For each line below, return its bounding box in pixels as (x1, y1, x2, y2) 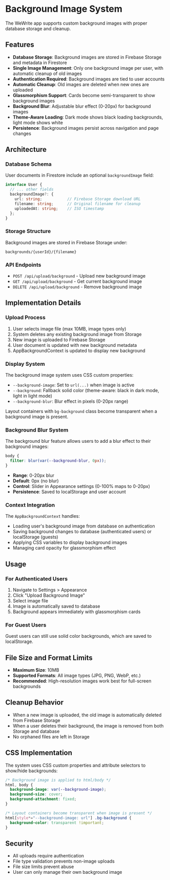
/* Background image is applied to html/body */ (5, 777, 111, 783)
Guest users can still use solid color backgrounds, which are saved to (5, 633, 152, 639)
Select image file (12, 597, 49, 603)
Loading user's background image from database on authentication (12, 523, 155, 529)
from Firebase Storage (12, 717, 60, 723)
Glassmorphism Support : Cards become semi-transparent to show (12, 92, 155, 98)
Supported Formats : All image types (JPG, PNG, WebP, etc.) (12, 673, 141, 679)
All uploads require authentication (12, 853, 84, 859)
